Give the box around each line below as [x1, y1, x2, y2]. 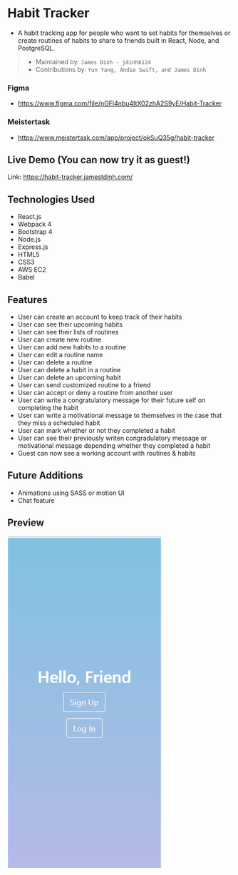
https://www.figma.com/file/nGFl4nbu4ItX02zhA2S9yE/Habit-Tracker [17, 99, 222, 108]
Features [7, 294, 48, 306]
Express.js [17, 242, 48, 251]
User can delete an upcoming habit [17, 373, 121, 382]
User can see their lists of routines [17, 327, 119, 336]
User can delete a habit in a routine [17, 365, 121, 374]
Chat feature [17, 496, 55, 504]
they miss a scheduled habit [17, 419, 100, 427]
